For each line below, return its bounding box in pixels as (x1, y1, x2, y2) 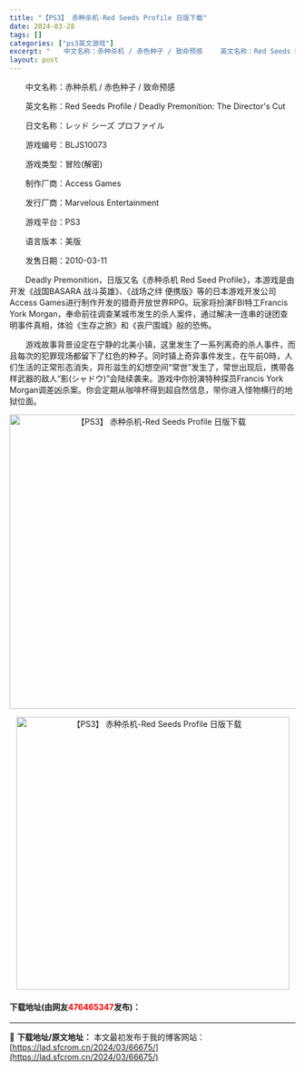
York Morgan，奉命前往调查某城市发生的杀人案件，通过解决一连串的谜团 (9, 309, 280, 319)
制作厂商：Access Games (25, 178, 122, 189)
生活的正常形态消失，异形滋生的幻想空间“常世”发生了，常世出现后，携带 (16, 362, 288, 372)
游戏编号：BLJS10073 (25, 140, 107, 150)
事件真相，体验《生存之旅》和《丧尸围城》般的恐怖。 (16, 319, 216, 330)
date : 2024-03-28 (9, 22, 75, 31)
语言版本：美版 (25, 236, 82, 246)
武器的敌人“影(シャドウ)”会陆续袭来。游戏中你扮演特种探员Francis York (16, 373, 284, 384)
